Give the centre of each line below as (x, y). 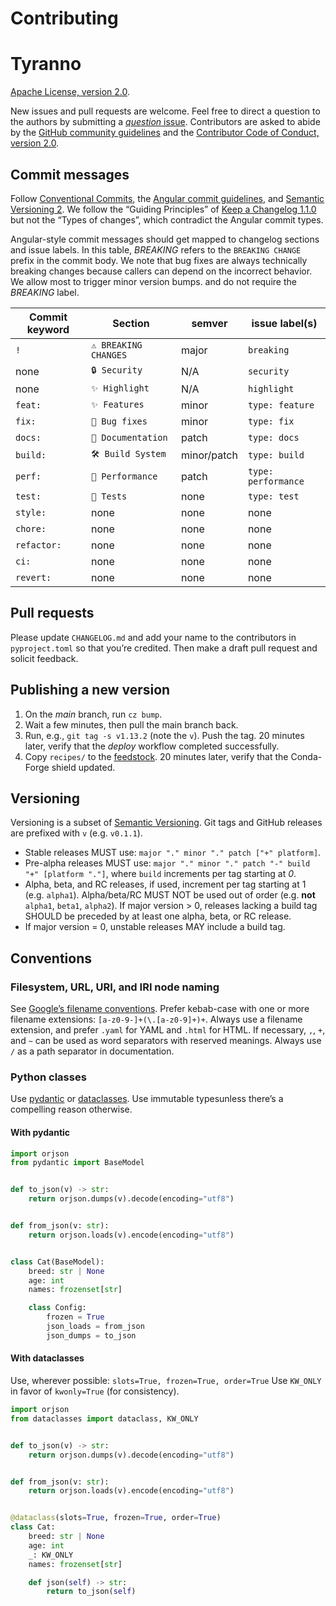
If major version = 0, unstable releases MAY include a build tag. (155, 927)
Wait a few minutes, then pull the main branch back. (131, 724)
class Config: (57, 1308)
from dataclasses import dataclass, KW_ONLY (104, 1418)
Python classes (48, 1077)
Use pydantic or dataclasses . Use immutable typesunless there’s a (147, 1099)
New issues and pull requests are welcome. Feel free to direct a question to (165, 111)
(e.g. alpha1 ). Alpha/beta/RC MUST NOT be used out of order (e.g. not (170, 895)
